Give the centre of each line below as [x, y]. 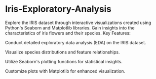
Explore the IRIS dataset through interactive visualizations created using [78, 23]
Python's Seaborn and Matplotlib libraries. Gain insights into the [70, 27]
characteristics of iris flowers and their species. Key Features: [68, 33]
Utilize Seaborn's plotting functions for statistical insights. [64, 61]
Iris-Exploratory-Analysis [58, 9]
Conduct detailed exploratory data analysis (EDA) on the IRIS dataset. [76, 42]
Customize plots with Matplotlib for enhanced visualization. [65, 71]
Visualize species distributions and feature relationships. [62, 52]
